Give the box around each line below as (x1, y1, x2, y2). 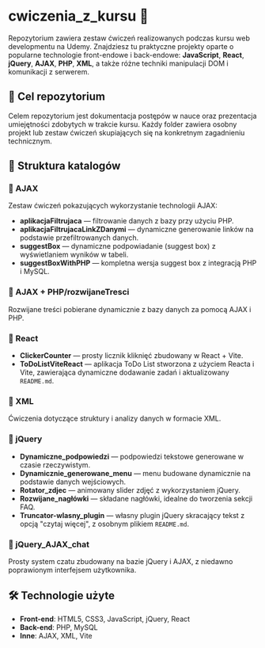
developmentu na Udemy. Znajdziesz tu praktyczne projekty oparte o (8, 41, 234, 51)
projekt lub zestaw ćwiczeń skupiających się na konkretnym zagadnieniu (8, 128, 245, 137)
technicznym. (8, 136, 53, 146)
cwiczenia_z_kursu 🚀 (8, 7, 149, 25)
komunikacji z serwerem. (8, 67, 89, 76)
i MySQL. (19, 267, 50, 276)
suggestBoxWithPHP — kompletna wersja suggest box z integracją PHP (19, 258, 257, 268)
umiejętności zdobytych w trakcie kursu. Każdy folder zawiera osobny (8, 119, 237, 129)
